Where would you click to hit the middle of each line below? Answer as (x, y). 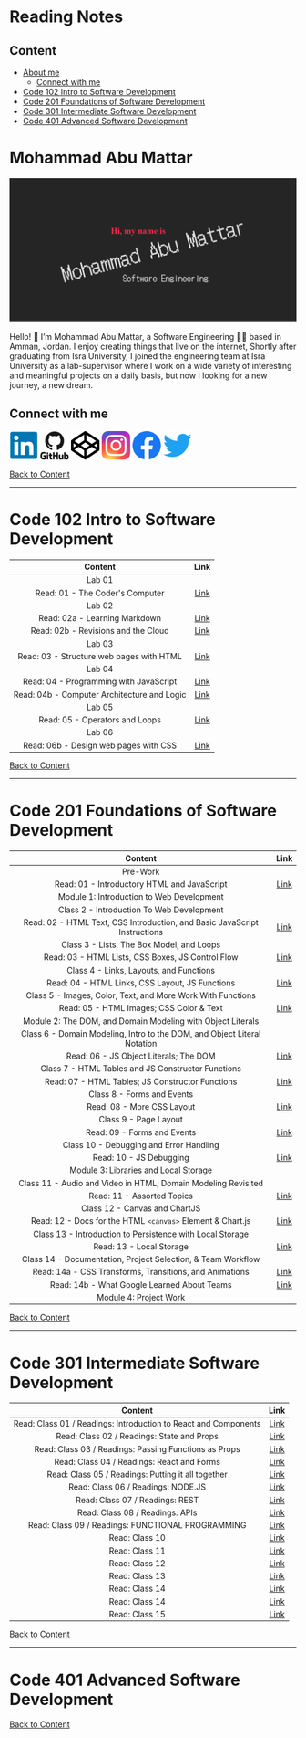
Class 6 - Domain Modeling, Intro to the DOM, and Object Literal (141, 1033)
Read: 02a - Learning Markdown (100, 618)
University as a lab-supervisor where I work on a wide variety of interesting (151, 365)
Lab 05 (100, 707)
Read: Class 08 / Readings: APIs (137, 1512)
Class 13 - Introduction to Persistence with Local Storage (141, 1234)
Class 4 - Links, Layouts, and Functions (141, 970)
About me (41, 72)
